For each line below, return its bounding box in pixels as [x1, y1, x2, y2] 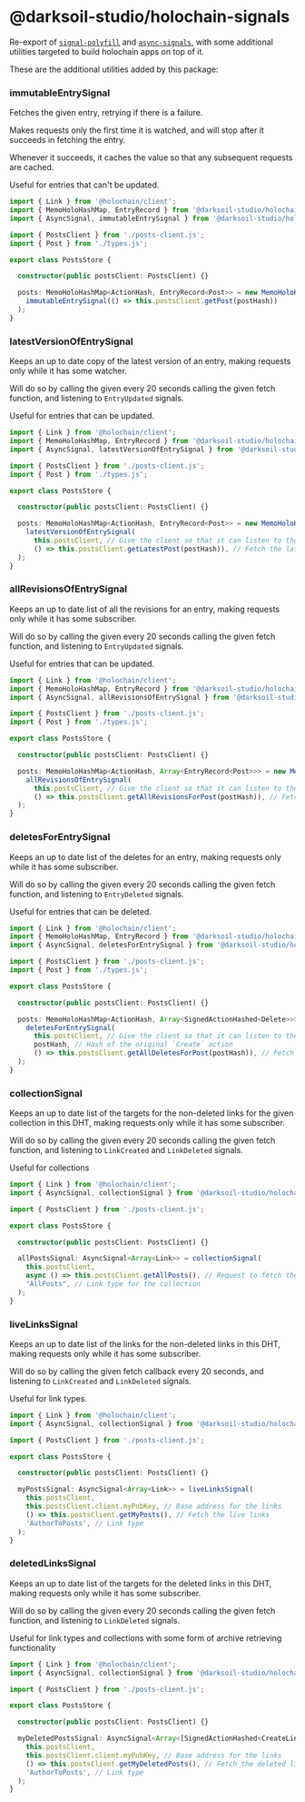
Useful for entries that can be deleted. [9, 906, 152, 916]
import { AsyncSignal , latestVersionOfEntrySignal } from [9, 444, 233, 454]
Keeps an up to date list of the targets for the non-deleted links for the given [9, 1108, 294, 1119]
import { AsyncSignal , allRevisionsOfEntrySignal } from [9, 693, 230, 702]
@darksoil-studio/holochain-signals [9, 6, 290, 27]
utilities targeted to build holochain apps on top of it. [9, 46, 204, 56]
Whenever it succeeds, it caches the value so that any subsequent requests [9, 152, 293, 163]
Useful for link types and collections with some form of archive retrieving [9, 1632, 282, 1644]
